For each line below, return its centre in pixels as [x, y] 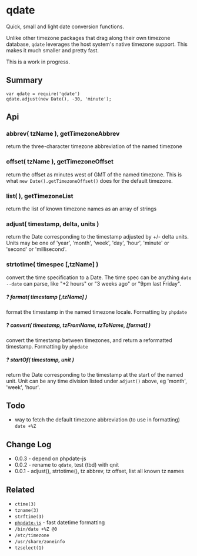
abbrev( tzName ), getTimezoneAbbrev [63, 134]
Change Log [29, 444]
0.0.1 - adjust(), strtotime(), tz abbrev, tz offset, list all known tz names [99, 471]
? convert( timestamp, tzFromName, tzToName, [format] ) [79, 325]
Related [21, 489]
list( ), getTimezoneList [40, 196]
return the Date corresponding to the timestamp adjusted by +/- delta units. [98, 237]
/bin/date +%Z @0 [36, 529]
